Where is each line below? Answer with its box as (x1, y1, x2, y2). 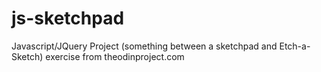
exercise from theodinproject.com (45, 50, 185, 62)
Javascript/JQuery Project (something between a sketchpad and (11, 40, 278, 52)
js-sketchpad (11, 7, 125, 30)
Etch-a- (279, 40, 311, 52)
